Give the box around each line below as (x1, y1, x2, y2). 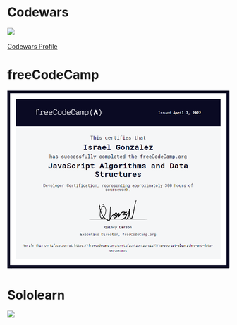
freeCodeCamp (7, 67, 99, 83)
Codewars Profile (7, 42, 58, 50)
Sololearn (7, 287, 66, 303)
